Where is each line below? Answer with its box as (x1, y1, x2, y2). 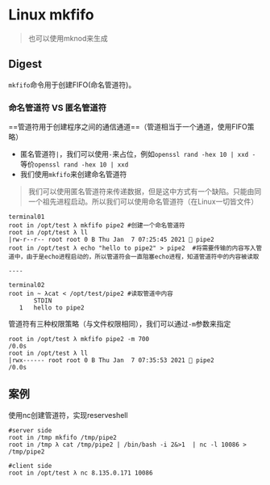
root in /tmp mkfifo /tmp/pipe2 (8, 433, 117, 441)
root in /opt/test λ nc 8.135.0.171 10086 (8, 469, 153, 477)
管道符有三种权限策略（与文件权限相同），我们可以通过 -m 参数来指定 (8, 319, 231, 329)
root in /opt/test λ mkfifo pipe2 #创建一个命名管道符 (8, 221, 185, 230)
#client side (8, 462, 52, 470)
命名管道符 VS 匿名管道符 (8, 102, 107, 113)
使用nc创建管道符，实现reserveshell (8, 410, 128, 420)
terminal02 (8, 281, 45, 289)
